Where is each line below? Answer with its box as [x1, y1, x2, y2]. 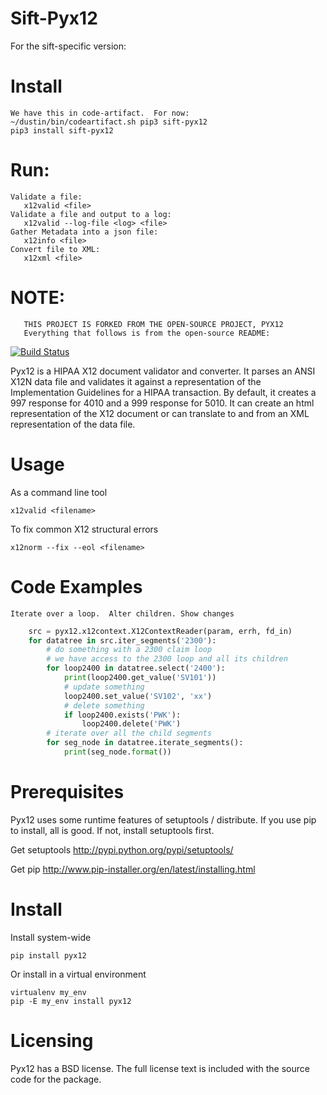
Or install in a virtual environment [10, 968, 147, 980]
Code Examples [10, 575, 143, 598]
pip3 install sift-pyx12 [10, 125, 114, 136]
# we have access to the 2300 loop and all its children [46, 654, 288, 664]
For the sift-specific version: [10, 40, 127, 52]
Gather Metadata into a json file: [10, 227, 159, 237]
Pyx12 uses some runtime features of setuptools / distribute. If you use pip [10, 813, 317, 826]
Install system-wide [10, 931, 92, 943]
